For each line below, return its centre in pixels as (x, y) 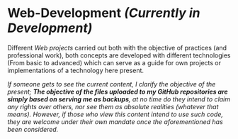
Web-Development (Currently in (104, 13)
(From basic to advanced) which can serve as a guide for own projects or (114, 62)
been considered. (33, 129)
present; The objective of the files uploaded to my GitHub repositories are (118, 91)
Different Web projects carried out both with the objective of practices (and (117, 48)
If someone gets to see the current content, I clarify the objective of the (112, 84)
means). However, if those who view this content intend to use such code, (115, 114)
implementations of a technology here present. (75, 70)
